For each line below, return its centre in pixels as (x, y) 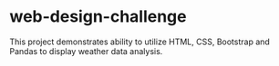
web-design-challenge (98, 17)
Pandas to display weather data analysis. (86, 51)
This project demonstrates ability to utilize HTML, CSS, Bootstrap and (140, 42)
